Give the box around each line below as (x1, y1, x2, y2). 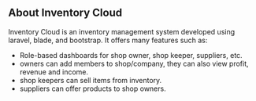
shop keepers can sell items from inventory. (19, 75, 162, 85)
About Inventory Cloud (8, 6, 123, 20)
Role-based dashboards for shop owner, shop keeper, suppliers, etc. (19, 50, 243, 60)
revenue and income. (19, 67, 89, 77)
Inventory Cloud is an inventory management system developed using (8, 27, 236, 36)
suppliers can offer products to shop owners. (19, 84, 167, 93)
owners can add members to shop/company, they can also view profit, (19, 59, 250, 68)
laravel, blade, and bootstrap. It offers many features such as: (8, 35, 208, 45)
